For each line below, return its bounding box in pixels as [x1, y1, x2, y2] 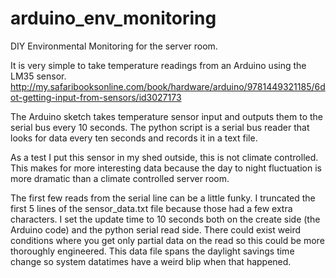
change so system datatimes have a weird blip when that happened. [10, 255, 292, 267]
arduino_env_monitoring [10, 7, 217, 30]
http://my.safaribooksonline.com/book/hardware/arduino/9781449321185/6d [10, 80, 326, 92]
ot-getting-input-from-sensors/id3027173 [10, 91, 182, 103]
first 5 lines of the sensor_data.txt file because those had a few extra [10, 202, 293, 214]
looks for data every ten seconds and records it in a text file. [10, 132, 258, 144]
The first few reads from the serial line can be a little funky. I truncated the [10, 192, 316, 204]
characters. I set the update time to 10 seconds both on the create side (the [10, 213, 321, 225]
